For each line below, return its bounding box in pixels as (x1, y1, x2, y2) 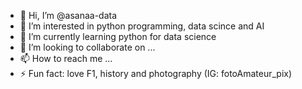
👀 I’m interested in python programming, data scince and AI (19, 20, 265, 32)
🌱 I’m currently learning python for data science (19, 31, 217, 42)
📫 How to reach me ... (19, 53, 113, 64)
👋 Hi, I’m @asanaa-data (19, 10, 118, 21)
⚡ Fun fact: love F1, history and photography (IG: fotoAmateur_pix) (19, 68, 293, 79)
